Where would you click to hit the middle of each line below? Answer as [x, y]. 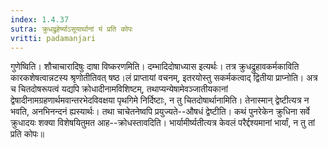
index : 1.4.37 [40, 19]
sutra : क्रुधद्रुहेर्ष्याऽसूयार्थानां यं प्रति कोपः [71, 29]
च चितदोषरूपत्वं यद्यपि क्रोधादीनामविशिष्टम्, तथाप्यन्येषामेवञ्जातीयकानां [119, 89]
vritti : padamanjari [53, 38]
